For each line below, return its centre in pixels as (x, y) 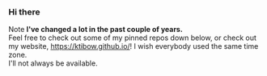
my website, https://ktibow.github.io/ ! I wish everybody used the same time (133, 46)
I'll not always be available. (53, 63)
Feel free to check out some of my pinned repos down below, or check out (133, 38)
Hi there (24, 12)
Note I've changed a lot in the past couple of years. (96, 30)
